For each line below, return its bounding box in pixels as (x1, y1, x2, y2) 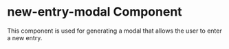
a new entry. (7, 33, 43, 42)
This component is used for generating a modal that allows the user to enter (7, 27, 222, 35)
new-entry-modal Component (7, 4, 182, 20)
